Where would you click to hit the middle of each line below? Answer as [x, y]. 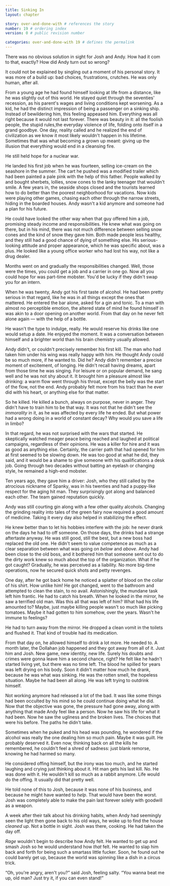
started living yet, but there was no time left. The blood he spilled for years [83, 664]
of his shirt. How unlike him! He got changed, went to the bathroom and [80, 585]
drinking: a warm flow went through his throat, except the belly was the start [85, 382]
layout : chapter [22, 15]
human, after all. [22, 82]
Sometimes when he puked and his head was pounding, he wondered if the [84, 732]
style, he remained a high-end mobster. [46, 471]
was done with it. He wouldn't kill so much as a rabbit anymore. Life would [82, 774]
